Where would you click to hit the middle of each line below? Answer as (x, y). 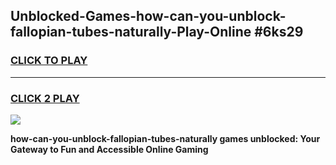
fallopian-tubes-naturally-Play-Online (131, 32)
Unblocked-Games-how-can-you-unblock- (148, 16)
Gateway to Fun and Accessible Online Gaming (109, 149)
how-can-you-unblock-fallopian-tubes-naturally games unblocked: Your (165, 138)
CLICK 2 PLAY (45, 98)
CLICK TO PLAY (49, 61)
